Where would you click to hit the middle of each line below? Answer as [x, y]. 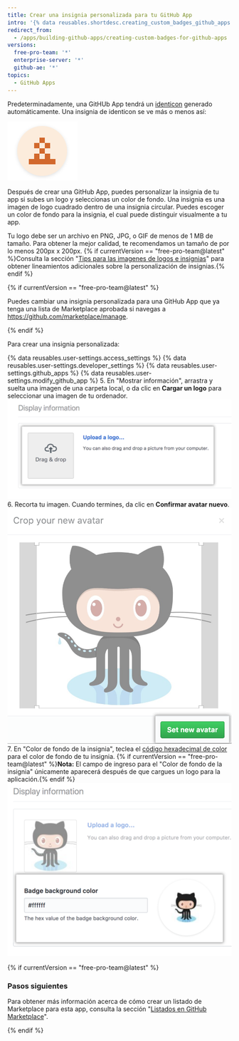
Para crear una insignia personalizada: [63, 344]
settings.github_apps [38, 373]
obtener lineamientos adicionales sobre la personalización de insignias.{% [116, 266]
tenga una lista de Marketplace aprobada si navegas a [86, 309]
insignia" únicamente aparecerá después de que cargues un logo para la [114, 771]
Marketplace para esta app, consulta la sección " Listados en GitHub [107, 1009]
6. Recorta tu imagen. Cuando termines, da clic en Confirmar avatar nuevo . [118, 504]
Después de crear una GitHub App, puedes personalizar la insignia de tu [113, 192]
